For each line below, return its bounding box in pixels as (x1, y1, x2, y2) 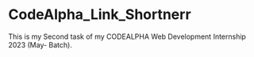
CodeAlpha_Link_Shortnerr (8, 6, 192, 24)
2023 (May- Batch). (8, 40, 73, 49)
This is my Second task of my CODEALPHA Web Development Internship (8, 32, 246, 41)
